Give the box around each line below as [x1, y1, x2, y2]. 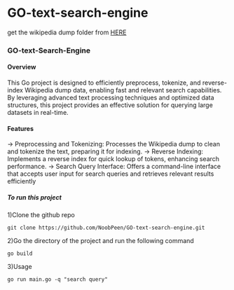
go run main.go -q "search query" [7, 276, 109, 283]
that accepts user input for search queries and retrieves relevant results [7, 170, 214, 178]
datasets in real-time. [7, 109, 69, 117]
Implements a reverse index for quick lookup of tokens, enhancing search [7, 155, 219, 163]
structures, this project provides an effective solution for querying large [7, 101, 214, 109]
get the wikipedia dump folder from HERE [7, 28, 127, 36]
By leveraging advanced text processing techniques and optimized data [7, 93, 215, 102]
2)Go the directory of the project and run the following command [7, 237, 194, 245]
